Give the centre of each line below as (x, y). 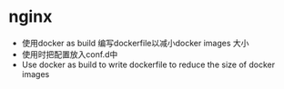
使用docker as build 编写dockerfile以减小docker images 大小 (135, 43)
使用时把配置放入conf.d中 (70, 54)
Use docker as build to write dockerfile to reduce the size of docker (148, 64)
